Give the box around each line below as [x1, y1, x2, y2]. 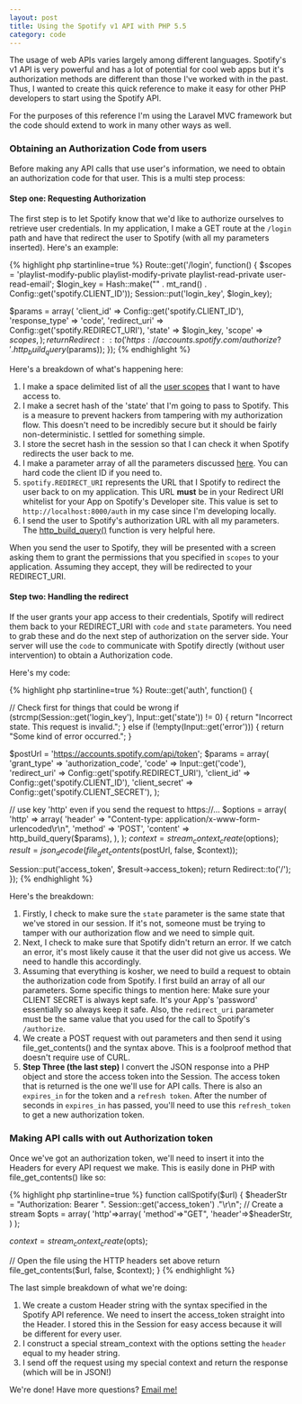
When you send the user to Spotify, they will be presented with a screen [9, 542, 277, 552]
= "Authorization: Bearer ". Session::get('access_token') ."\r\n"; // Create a [9, 1199, 284, 1209]
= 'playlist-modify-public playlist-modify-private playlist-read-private [9, 269, 265, 279]
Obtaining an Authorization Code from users [9, 142, 208, 155]
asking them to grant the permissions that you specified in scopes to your [9, 552, 280, 562]
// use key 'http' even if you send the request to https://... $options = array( [9, 804, 288, 815]
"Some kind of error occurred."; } [9, 731, 132, 742]
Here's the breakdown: [9, 891, 94, 902]
